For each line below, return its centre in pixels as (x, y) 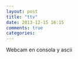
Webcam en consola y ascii (39, 50)
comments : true (25, 28)
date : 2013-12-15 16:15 (35, 22)
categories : (21, 33)
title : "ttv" (22, 17)
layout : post (22, 11)
